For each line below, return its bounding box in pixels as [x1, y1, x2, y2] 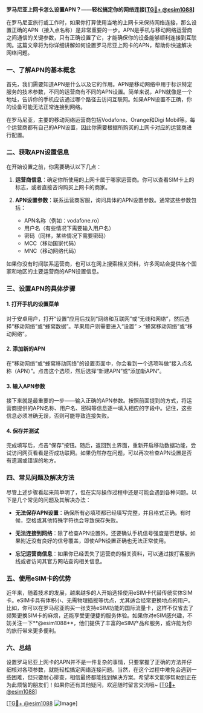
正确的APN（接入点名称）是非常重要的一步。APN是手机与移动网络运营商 [11, 27, 193, 33]
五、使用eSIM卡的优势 [6, 574, 71, 583]
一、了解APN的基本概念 [6, 65, 76, 74]
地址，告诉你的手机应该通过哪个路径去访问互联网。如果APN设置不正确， [6, 96, 187, 103]
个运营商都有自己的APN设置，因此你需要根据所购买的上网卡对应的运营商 [6, 124, 187, 131]
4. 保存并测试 [6, 427, 39, 434]
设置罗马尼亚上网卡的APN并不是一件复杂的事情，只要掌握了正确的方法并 [6, 658, 187, 666]
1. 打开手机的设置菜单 [6, 300, 59, 308]
